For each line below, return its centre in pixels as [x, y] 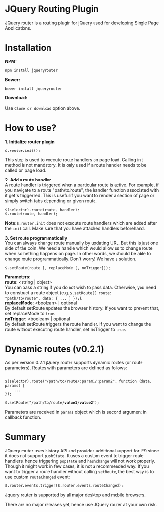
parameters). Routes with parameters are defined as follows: [66, 368]
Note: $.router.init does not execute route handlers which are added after [81, 223]
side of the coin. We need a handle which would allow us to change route [79, 248]
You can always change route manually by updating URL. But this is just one [82, 243]
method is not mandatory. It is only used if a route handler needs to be [76, 165]
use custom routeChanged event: [37, 477]
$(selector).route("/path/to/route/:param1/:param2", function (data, [79, 381]
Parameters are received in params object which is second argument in [76, 412]
